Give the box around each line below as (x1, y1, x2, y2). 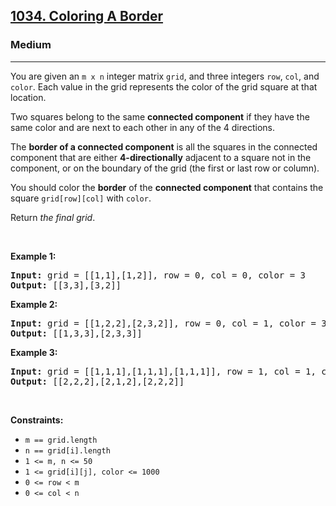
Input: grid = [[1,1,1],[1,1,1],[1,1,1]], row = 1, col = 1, (10, 365, 317, 377)
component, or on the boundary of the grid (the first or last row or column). (10, 162, 320, 174)
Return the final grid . (10, 211, 96, 223)
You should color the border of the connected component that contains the (10, 181, 324, 193)
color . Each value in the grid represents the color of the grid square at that (10, 80, 318, 93)
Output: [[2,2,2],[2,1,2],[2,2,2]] (10, 375, 185, 387)
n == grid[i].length (24, 445, 111, 456)
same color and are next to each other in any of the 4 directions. (10, 121, 275, 133)
